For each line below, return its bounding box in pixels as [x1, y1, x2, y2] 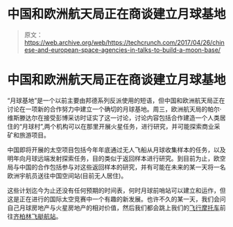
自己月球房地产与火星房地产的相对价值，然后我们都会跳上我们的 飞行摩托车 [7, 203, 220, 212]
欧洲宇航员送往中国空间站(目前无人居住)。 [7, 171, 128, 180]
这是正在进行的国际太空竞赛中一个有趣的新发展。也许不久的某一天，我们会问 [7, 194, 226, 203]
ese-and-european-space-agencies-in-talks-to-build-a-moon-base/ [24, 46, 221, 54]
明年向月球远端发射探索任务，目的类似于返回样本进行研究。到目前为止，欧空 [7, 154, 226, 163]
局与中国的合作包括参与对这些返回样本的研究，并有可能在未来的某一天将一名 [7, 163, 226, 171]
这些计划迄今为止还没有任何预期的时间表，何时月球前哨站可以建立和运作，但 [7, 186, 226, 194]
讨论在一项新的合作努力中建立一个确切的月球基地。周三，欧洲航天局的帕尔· [7, 105, 222, 113]
